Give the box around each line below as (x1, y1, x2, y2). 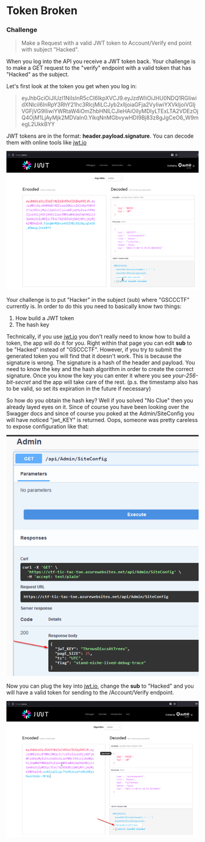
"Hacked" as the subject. (6, 71, 69, 78)
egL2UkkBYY (21, 121, 55, 128)
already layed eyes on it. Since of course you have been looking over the (6, 403, 189, 410)
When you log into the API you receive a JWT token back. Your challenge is (6, 58, 196, 65)
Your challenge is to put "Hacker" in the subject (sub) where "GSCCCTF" (6, 296, 190, 303)
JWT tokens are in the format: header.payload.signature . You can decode (6, 132, 194, 140)
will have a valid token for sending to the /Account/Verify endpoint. (6, 689, 174, 696)
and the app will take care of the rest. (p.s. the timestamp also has (32, 378, 198, 386)
